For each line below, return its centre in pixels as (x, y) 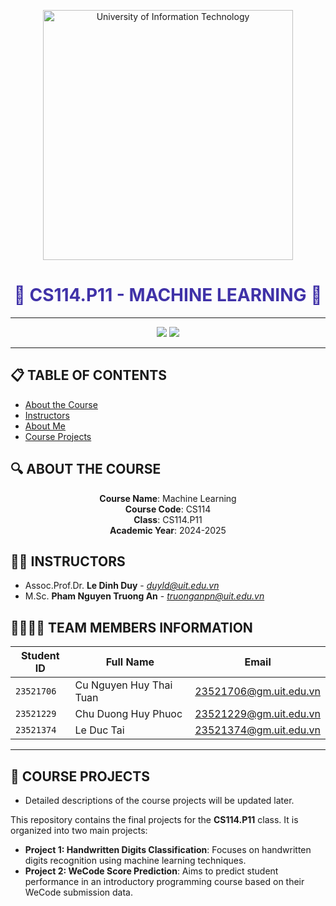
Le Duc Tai (99, 730)
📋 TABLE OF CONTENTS (89, 375)
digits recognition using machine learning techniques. (135, 860)
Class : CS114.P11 (168, 519)
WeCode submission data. (78, 892)
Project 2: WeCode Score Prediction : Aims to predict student (151, 871)
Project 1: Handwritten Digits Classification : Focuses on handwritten (168, 849)
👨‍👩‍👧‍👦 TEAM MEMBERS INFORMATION (131, 627)
